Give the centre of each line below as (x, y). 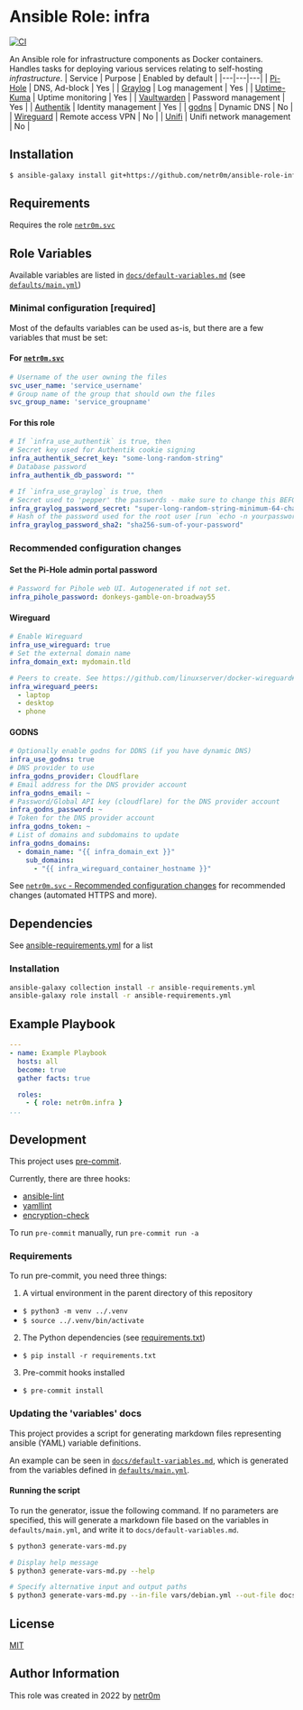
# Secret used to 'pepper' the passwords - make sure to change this (143, 500)
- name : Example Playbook (58, 1053)
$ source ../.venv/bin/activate (83, 1321)
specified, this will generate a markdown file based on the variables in (139, 1520)
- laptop (34, 695)
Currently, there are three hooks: (70, 1178)
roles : (30, 1094)
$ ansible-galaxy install (58, 175)
